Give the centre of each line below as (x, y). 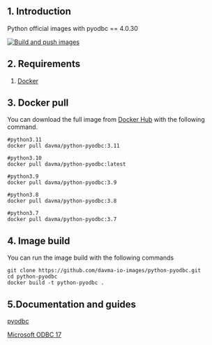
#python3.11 (24, 140)
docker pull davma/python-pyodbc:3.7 (62, 220)
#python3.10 (24, 158)
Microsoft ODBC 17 (35, 335)
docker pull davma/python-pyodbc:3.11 (63, 146)
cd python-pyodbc (32, 277)
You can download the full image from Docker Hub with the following (106, 120)
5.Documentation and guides (72, 304)
